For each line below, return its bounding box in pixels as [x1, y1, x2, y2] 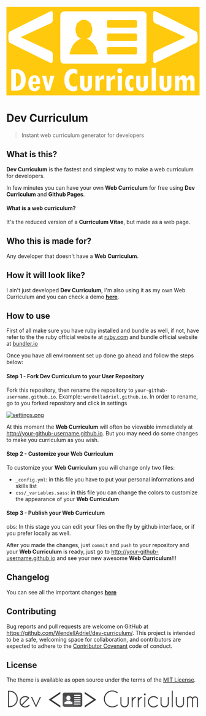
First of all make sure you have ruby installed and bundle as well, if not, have [6, 327, 199, 335]
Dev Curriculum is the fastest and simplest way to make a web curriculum [6, 165, 194, 173]
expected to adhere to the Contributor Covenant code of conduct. [6, 642, 173, 650]
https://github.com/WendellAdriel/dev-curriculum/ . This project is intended [6, 629, 195, 636]
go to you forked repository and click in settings [6, 399, 128, 407]
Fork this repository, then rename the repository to [6, 386, 134, 394]
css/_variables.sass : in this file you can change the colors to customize [15, 489, 198, 496]
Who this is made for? [6, 236, 92, 246]
